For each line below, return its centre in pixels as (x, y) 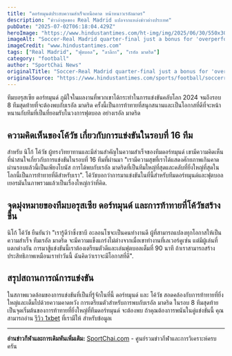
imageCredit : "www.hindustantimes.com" (65, 46)
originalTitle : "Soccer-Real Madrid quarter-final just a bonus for (108, 71)
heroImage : (23, 33)
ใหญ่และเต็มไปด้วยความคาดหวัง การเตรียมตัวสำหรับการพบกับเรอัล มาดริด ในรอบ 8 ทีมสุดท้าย (113, 302)
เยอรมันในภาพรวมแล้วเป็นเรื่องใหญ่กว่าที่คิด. (57, 183)
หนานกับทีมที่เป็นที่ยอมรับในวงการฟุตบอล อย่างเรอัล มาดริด (74, 113)
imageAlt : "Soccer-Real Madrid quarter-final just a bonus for (100, 39)
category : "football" (38, 59)
